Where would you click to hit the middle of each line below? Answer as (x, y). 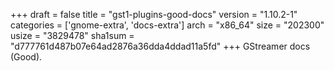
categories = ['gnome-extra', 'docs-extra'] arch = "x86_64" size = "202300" (167, 25)
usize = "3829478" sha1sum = (72, 35)
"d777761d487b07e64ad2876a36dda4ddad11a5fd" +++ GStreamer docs (160, 46)
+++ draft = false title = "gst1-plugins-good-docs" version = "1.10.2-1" (154, 14)
